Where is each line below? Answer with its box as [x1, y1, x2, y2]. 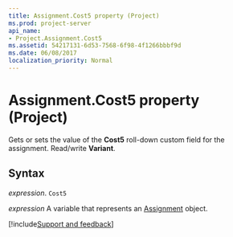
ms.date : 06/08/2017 [8, 49, 78, 57]
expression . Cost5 [8, 188, 67, 198]
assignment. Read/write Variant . [8, 143, 116, 153]
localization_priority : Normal [8, 57, 113, 65]
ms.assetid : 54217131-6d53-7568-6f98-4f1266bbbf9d [8, 42, 182, 50]
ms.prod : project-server [8, 19, 92, 27]
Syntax [8, 166, 45, 181]
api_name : [8, 27, 42, 35]
